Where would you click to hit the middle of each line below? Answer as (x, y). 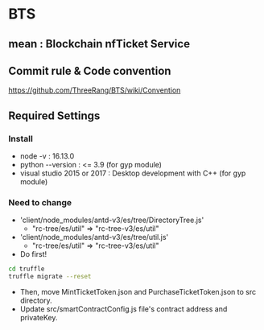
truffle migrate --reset (50, 277)
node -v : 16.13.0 (47, 156)
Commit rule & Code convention (90, 70)
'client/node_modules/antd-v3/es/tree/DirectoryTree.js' (112, 220)
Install (21, 138)
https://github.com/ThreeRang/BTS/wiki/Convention (95, 90)
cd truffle (27, 269)
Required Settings (54, 115)
